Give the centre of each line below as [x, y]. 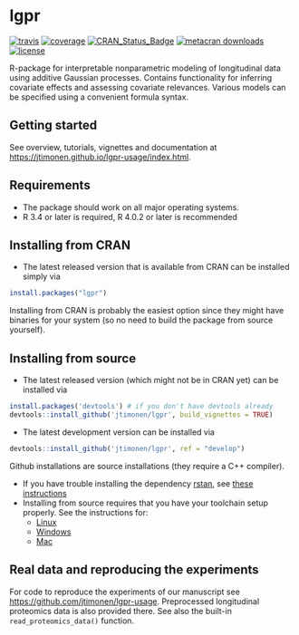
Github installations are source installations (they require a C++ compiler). [147, 466]
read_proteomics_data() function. [72, 621]
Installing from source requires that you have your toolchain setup [145, 503]
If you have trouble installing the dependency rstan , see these [138, 483]
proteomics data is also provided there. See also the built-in [121, 611]
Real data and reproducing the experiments [135, 570]
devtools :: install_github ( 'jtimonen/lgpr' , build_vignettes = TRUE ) [141, 414]
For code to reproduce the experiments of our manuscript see [125, 592]
